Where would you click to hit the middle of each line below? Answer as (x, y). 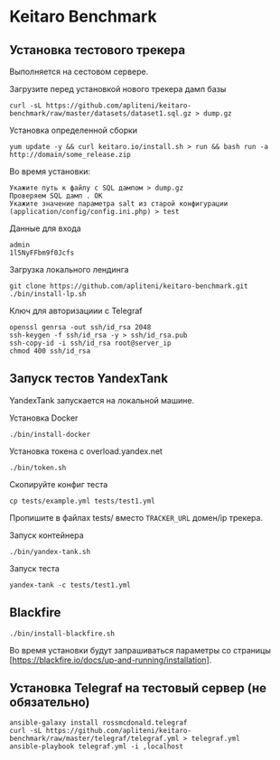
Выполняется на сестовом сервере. (79, 71)
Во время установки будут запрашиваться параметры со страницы (140, 650)
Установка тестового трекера (98, 50)
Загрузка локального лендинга (69, 269)
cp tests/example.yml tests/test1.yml (82, 501)
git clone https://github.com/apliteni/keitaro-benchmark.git (129, 286)
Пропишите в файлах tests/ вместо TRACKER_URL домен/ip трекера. (136, 517)
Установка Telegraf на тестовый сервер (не (138, 688)
